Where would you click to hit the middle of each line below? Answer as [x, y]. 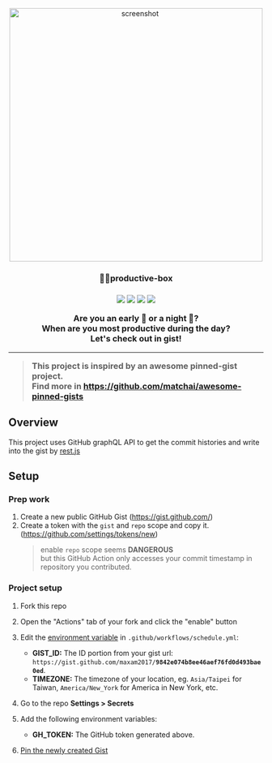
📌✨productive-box [136, 278]
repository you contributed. [86, 567]
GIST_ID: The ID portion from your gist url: [103, 653]
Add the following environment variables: [89, 718]
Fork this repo [43, 606]
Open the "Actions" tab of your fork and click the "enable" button [128, 621]
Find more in [57, 386]
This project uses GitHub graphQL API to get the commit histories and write [134, 442]
